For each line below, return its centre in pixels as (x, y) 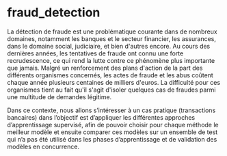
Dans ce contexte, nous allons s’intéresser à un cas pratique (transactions (111, 110)
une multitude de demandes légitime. (59, 96)
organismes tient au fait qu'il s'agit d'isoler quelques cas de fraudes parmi (111, 90)
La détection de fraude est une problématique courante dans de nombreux (112, 31)
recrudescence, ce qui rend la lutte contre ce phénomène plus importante (111, 60)
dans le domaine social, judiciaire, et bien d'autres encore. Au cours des (109, 46)
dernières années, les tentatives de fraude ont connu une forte (95, 53)
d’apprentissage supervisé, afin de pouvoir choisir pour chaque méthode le (113, 125)
